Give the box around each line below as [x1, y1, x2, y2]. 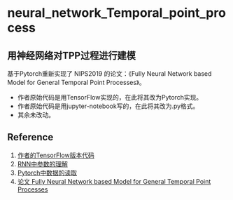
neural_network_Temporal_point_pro [7, 5, 226, 21]
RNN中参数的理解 [17, 159, 68, 168]
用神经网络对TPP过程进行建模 [7, 49, 136, 61]
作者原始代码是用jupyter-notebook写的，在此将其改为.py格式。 [17, 102, 199, 110]
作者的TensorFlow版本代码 [17, 151, 94, 159]
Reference [7, 131, 54, 143]
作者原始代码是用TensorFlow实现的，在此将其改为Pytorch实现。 [17, 93, 203, 101]
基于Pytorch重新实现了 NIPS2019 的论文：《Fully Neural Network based [7, 69, 212, 78]
